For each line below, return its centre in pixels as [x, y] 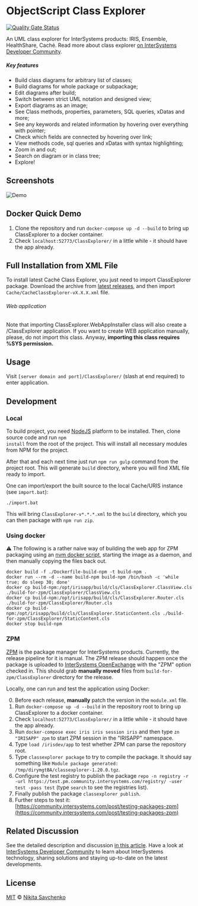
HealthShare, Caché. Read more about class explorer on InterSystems [91, 45]
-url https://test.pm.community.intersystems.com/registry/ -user [98, 781]
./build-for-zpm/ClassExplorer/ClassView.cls [63, 593]
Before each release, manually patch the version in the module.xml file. [101, 700]
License [21, 883]
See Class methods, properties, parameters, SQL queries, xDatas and [100, 112]
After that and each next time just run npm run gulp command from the [92, 462]
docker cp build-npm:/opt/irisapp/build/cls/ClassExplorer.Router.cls [95, 598]
